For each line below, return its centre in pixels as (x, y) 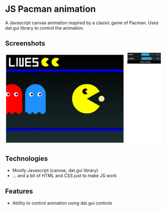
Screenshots (25, 44)
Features (19, 191)
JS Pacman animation (51, 9)
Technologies (27, 158)
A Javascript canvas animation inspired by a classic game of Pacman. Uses (82, 23)
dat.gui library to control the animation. (45, 28)
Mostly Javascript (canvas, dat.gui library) (55, 171)
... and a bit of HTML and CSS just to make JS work (64, 176)
